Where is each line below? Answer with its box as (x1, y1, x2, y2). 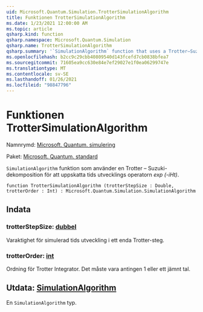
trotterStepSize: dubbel (6, 222, 77, 231)
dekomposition (6, 171, 43, 178)
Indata (6, 204, 31, 215)
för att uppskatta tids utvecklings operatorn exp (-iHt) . (44, 171, 179, 178)
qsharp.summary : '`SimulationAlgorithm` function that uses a (6, 48, 166, 55)
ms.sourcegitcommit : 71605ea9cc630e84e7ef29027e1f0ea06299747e (6, 59, 169, 65)
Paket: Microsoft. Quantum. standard (6, 153, 98, 160)
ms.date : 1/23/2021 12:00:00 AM (6, 20, 88, 26)
